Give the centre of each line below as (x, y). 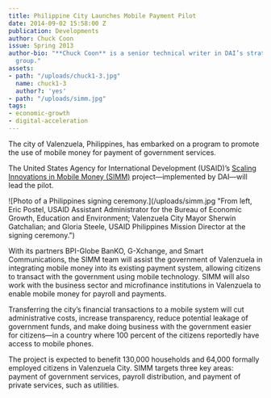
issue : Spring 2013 (41, 46)
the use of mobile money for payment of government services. (112, 152)
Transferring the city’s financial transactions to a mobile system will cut (126, 309)
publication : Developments (54, 31)
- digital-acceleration (48, 121)
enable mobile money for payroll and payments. (88, 293)
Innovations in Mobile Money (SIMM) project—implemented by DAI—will (128, 176)
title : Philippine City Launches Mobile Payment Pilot (102, 16)
